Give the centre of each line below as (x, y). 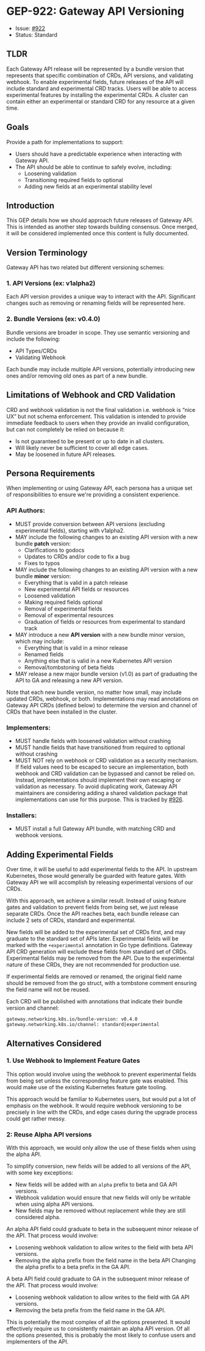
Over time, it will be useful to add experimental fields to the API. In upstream (102, 869)
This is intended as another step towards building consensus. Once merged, (102, 227)
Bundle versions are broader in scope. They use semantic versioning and (98, 332)
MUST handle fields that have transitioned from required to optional (100, 747)
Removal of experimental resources (69, 615)
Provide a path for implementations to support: (65, 142)
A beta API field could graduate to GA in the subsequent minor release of (98, 1279)
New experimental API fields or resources (77, 589)
